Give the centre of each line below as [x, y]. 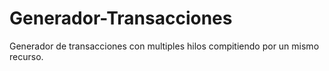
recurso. [26, 56]
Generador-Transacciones [121, 18]
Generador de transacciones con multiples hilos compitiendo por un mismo [164, 46]
